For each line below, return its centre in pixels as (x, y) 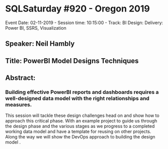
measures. (19, 105)
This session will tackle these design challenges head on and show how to (82, 115)
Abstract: (20, 78)
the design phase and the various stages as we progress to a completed (80, 126)
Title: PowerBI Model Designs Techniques (72, 61)
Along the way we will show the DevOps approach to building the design (80, 137)
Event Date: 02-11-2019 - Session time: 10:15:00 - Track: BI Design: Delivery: (84, 23)
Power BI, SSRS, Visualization (36, 28)
